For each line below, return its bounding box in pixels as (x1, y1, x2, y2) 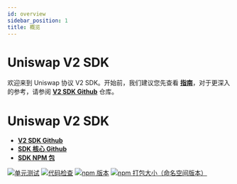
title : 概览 (7, 23, 40, 31)
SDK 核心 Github (17, 145, 67, 153)
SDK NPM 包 (17, 153, 55, 162)
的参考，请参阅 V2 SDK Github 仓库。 (7, 87, 118, 96)
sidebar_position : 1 (7, 17, 69, 24)
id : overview (7, 10, 46, 18)
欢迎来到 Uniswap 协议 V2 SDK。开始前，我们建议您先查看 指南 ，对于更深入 (7, 79, 231, 87)
